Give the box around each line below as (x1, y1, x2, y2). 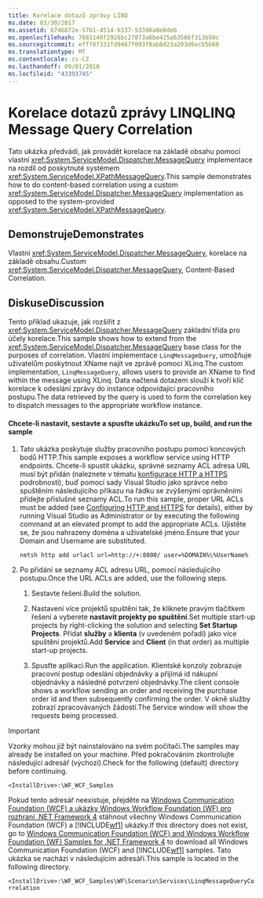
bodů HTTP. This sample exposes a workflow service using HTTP (19, 453, 230, 462)
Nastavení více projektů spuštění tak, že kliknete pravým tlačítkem (31, 604, 246, 614)
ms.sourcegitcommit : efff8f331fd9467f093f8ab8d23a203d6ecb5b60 (8, 41, 220, 49)
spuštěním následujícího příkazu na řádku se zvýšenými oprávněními (19, 486, 243, 496)
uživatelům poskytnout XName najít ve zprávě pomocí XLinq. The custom (8, 359, 243, 368)
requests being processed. (31, 711, 119, 720)
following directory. (8, 862, 71, 872)
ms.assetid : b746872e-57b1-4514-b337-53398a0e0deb (8, 26, 177, 34)
